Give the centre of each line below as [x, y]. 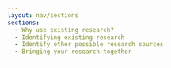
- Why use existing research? [64, 30]
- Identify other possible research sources [89, 45]
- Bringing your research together [73, 52]
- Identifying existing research [70, 37]
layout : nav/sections [43, 15]
